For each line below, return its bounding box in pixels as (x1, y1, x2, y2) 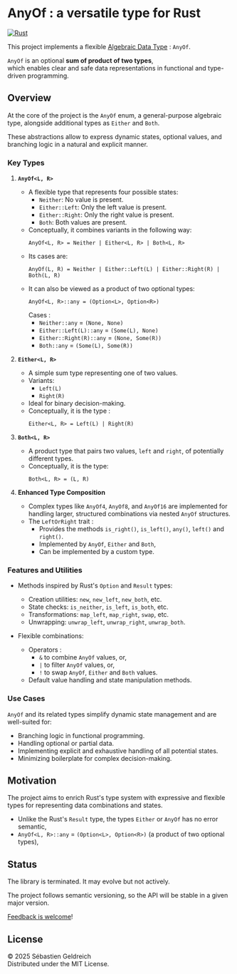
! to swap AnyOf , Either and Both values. (38, 668, 158, 677)
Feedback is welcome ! (7, 913, 73, 921)
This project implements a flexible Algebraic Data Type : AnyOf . (7, 42, 191, 51)
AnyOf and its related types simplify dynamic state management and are (7, 709, 217, 718)
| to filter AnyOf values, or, (38, 661, 115, 670)
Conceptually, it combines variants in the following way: (28, 226, 192, 235)
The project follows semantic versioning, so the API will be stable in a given (7, 891, 228, 900)
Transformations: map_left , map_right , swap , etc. (28, 610, 169, 619)
